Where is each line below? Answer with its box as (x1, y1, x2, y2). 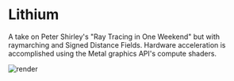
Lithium (8, 6, 59, 24)
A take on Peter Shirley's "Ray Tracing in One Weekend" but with (8, 32, 221, 41)
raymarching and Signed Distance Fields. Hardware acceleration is (8, 40, 226, 49)
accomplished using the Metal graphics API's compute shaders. (8, 48, 217, 58)
